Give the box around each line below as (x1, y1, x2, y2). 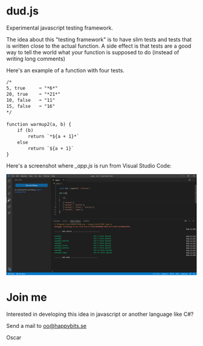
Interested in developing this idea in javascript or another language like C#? (6, 310, 194, 318)
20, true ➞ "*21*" (6, 91, 61, 97)
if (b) (17, 127, 34, 133)
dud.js (6, 4, 39, 18)
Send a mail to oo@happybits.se (6, 322, 86, 329)
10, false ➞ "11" (6, 97, 56, 103)
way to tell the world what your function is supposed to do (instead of (6, 48, 179, 55)
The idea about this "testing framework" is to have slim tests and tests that (6, 36, 192, 43)
